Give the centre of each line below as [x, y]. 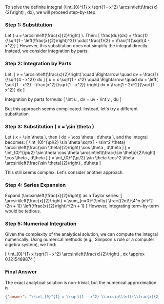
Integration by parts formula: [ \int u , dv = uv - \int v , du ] [63, 99]
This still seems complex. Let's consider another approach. [64, 172]
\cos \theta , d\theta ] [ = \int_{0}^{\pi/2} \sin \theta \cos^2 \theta [70, 157]
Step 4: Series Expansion [35, 185]
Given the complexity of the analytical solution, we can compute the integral [82, 234]
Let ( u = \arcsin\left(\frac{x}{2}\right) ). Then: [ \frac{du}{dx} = [69, 36]
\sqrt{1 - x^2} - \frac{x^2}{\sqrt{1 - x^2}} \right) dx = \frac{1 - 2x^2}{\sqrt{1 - [81, 84]
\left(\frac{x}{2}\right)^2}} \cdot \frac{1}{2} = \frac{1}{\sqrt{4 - [87, 40]
